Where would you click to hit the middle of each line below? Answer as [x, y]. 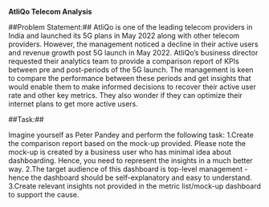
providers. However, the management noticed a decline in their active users [133, 44]
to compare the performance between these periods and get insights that [130, 78]
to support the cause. [44, 195]
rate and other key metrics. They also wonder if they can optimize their [126, 95]
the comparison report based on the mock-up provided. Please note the [127, 143]
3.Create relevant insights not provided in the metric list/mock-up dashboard [134, 186]
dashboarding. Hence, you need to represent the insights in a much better [130, 160]
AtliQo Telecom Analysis [50, 12]
